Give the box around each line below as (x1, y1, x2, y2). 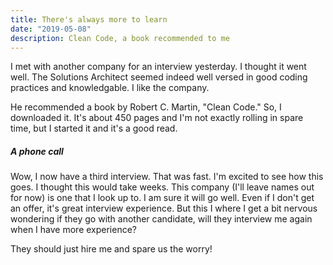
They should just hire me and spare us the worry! (10, 243, 213, 255)
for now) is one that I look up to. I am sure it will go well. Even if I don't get (10, 192, 315, 204)
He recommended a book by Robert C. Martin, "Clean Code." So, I (10, 101, 282, 113)
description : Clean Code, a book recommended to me (10, 33, 230, 43)
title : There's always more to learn (10, 14, 168, 25)
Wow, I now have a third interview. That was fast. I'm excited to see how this (10, 171, 324, 183)
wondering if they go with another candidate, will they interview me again (10, 213, 313, 225)
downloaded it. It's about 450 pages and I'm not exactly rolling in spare (10, 112, 304, 124)
